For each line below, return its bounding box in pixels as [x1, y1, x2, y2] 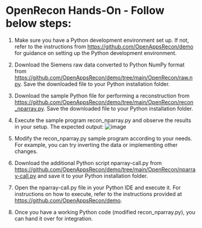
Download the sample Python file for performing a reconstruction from [14, 92, 190, 99]
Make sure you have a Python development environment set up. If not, [14, 36, 189, 44]
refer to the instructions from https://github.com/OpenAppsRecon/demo [14, 43, 194, 50]
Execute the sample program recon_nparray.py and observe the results [14, 116, 191, 124]
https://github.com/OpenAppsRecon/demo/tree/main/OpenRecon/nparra [14, 166, 196, 173]
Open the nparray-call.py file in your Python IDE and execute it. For [14, 184, 181, 191]
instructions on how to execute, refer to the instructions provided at [14, 190, 182, 197]
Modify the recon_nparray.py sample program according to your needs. [14, 134, 192, 142]
